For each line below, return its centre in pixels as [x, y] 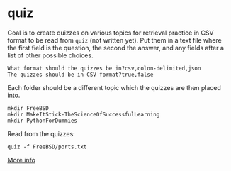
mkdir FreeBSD [28, 108]
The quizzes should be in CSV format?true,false [80, 75]
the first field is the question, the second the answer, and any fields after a [116, 48]
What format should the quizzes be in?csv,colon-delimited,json [104, 68]
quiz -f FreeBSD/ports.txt [47, 147]
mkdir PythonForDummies [43, 121]
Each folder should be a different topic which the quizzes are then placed [114, 87]
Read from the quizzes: [41, 133]
